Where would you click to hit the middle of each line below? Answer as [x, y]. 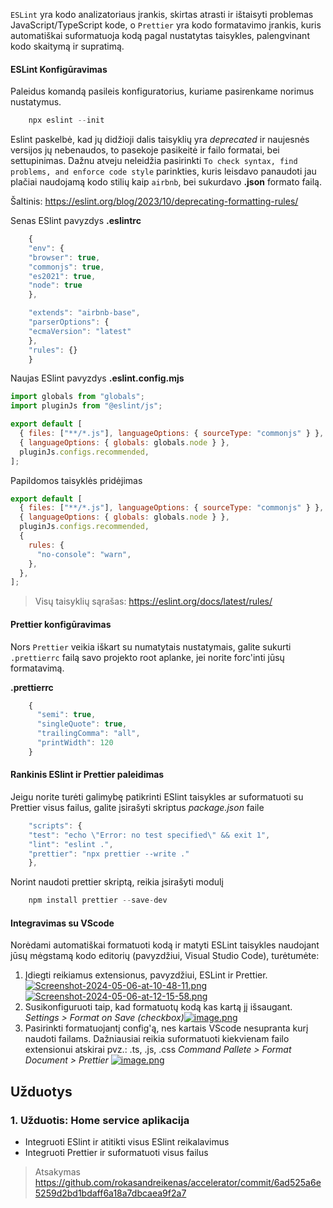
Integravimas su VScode [62, 923]
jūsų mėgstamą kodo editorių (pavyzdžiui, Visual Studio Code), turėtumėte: [165, 956]
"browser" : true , [64, 257]
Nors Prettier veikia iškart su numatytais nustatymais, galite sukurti [151, 646]
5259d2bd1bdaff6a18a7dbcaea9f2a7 [110, 1193]
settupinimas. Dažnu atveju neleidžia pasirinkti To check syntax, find [154, 161]
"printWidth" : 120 [75, 743]
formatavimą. [37, 668]
